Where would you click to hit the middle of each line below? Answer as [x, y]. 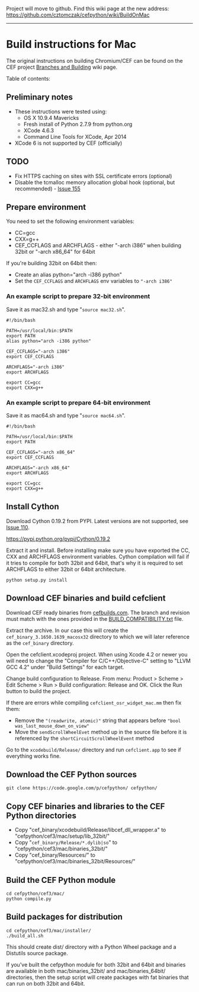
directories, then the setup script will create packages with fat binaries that [97, 977]
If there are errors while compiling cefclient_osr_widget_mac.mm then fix [94, 703]
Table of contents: [28, 78]
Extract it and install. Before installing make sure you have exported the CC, [98, 550]
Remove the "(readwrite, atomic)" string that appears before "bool [98, 720]
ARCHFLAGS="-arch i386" [36, 367]
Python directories [41, 816]
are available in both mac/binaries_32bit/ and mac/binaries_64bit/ [86, 971]
